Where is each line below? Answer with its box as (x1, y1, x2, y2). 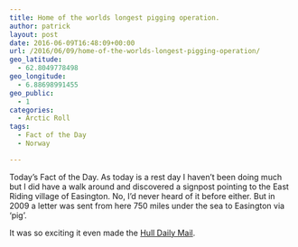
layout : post (9, 30, 59, 39)
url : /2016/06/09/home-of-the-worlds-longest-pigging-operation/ (9, 47, 260, 56)
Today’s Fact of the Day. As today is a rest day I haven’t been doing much (9, 171, 283, 182)
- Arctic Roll (17, 114, 70, 123)
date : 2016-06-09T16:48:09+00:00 (9, 38, 135, 48)
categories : (9, 105, 54, 114)
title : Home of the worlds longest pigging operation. (9, 13, 220, 23)
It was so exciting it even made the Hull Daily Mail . (9, 227, 196, 238)
